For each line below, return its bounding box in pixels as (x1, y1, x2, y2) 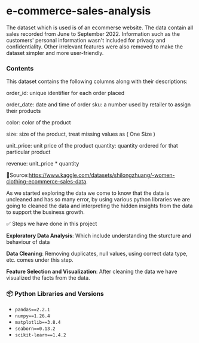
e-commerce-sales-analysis (6, 4, 151, 18)
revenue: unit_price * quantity (6, 160, 79, 167)
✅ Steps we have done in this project (6, 220, 97, 228)
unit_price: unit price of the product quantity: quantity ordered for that (6, 142, 178, 149)
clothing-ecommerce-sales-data (6, 178, 87, 185)
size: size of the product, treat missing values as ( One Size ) (6, 130, 155, 138)
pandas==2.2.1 (14, 307, 50, 313)
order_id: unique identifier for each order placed (6, 90, 125, 97)
